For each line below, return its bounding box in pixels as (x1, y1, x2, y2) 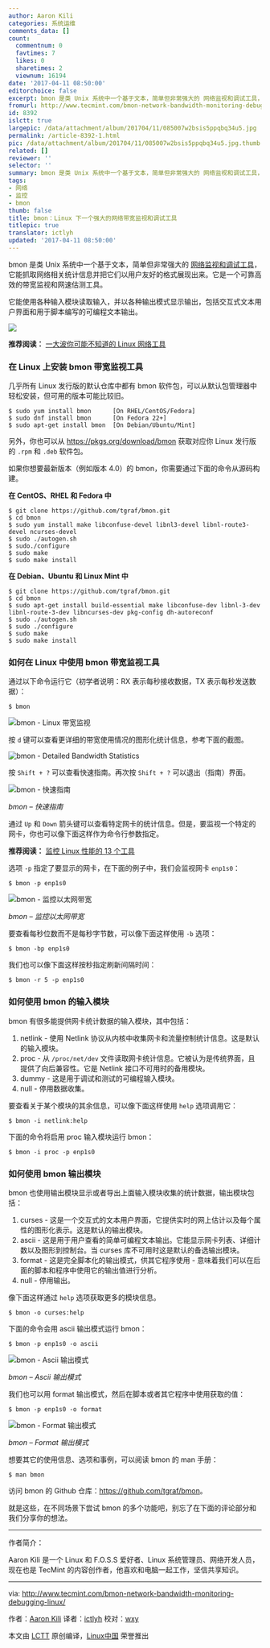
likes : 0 (15, 57, 45, 65)
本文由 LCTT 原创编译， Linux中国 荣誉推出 (8, 1631, 149, 1641)
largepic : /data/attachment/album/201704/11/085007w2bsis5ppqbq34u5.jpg (8, 124, 257, 132)
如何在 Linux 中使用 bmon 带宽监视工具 (8, 657, 160, 669)
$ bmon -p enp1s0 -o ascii (8, 1340, 99, 1348)
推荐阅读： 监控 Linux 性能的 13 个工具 (8, 847, 135, 856)
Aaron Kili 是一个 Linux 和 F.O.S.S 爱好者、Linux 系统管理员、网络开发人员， (8, 1555, 260, 1565)
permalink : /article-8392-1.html (8, 131, 121, 139)
